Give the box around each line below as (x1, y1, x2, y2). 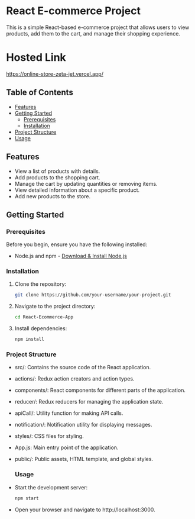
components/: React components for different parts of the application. (14, 386, 186, 394)
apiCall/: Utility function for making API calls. (14, 410, 123, 417)
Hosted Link (6, 51, 66, 65)
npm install (14, 336, 44, 343)
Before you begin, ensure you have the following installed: (6, 241, 148, 248)
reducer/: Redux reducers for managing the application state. (14, 398, 164, 405)
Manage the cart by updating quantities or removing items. (14, 180, 158, 187)
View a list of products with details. (14, 167, 100, 175)
